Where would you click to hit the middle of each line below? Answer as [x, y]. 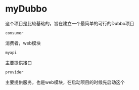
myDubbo [26, 9]
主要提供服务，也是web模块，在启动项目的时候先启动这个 [65, 82]
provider [14, 72]
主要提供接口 [18, 62]
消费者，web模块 [23, 43]
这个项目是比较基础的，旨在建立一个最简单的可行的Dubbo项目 [70, 23]
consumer [14, 33]
